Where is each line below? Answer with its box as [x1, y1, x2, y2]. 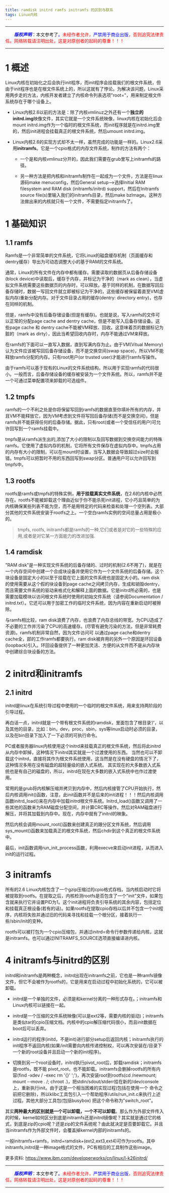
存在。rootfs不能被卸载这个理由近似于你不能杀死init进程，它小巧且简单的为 [5, 497, 160, 503]
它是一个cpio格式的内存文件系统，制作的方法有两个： [40, 145, 151, 152]
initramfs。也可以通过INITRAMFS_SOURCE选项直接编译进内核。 [9, 935, 142, 941]
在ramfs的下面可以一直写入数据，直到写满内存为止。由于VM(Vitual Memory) [5, 342, 163, 348]
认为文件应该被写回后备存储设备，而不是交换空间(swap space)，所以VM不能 [5, 348, 164, 354]
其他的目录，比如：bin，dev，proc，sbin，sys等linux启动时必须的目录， [9, 726, 160, 732]
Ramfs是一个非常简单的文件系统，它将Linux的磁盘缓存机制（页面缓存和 [5, 252, 153, 258]
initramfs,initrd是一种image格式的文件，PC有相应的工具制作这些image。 [5, 1144, 155, 1150]
